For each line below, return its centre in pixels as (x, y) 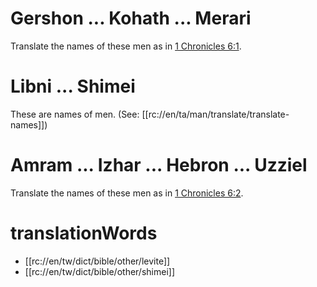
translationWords (84, 233)
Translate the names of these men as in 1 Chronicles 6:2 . (127, 193)
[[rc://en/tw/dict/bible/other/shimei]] (99, 271)
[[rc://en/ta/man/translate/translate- (215, 114)
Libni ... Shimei (73, 86)
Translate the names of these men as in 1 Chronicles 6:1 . (126, 46)
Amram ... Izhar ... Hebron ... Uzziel (159, 165)
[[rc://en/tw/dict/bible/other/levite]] (97, 261)
